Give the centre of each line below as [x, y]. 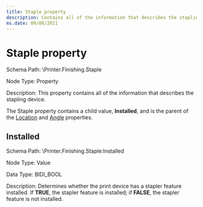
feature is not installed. [35, 199]
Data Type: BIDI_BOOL [34, 174]
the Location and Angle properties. [50, 118]
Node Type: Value [28, 163]
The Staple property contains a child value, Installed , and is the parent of [97, 111]
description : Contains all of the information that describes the [92, 18]
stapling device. [26, 100]
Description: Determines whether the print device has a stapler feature [94, 186]
